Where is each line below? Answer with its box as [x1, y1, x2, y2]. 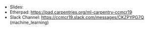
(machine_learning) [9, 19, 49, 25]
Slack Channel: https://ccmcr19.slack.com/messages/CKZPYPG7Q [9, 15, 144, 20]
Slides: [9, 4, 23, 10]
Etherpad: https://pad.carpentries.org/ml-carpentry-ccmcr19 [9, 9, 132, 15]
